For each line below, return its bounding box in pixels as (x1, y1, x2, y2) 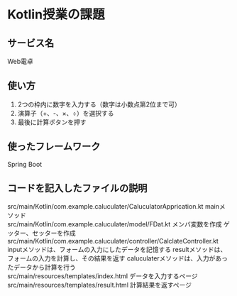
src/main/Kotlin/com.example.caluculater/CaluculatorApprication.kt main (7, 202, 220, 211)
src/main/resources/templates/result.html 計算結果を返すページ (7, 281, 192, 290)
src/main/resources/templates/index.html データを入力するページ (7, 272, 198, 280)
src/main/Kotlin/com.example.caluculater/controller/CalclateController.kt (7, 237, 219, 246)
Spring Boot (7, 160, 43, 168)
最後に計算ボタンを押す (17, 118, 87, 126)
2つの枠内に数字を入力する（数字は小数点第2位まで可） (17, 100, 181, 109)
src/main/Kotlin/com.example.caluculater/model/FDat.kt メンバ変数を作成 (7, 220, 222, 229)
